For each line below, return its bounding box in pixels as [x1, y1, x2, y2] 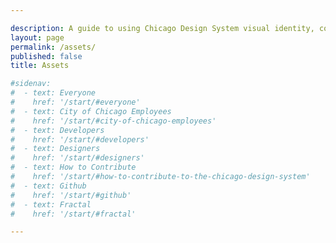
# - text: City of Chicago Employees [10, 106, 172, 116]
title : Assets [10, 61, 70, 71]
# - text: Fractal [10, 199, 92, 210]
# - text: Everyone [10, 88, 97, 98]
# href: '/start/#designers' [10, 153, 145, 163]
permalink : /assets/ [10, 42, 97, 52]
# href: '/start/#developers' [10, 134, 150, 145]
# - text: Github [10, 181, 87, 191]
